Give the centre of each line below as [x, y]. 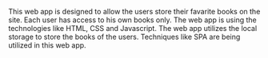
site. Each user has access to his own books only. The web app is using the [133, 20]
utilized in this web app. [47, 45]
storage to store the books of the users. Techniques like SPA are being [124, 37]
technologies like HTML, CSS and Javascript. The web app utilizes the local [133, 28]
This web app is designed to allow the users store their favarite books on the [134, 12]
